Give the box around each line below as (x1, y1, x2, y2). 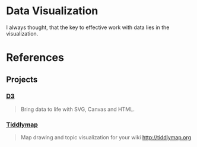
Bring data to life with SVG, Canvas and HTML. (20, 106, 135, 113)
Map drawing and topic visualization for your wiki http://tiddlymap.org (20, 134, 192, 141)
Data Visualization (6, 4, 99, 18)
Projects (6, 74, 38, 84)
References (6, 51, 64, 65)
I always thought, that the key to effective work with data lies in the (6, 24, 170, 31)
